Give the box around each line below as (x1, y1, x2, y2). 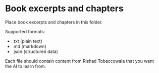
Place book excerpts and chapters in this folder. (5, 19, 103, 25)
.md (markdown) (12, 43, 47, 49)
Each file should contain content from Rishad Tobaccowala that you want (5, 58, 155, 64)
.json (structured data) (12, 49, 58, 54)
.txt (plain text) (12, 38, 43, 44)
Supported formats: (5, 28, 46, 34)
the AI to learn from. (5, 63, 46, 69)
